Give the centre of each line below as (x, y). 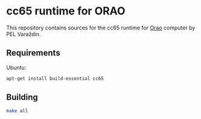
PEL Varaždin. (24, 34)
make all (17, 111)
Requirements (33, 53)
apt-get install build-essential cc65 (55, 78)
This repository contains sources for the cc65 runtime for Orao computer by (101, 28)
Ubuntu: (16, 67)
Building (22, 97)
